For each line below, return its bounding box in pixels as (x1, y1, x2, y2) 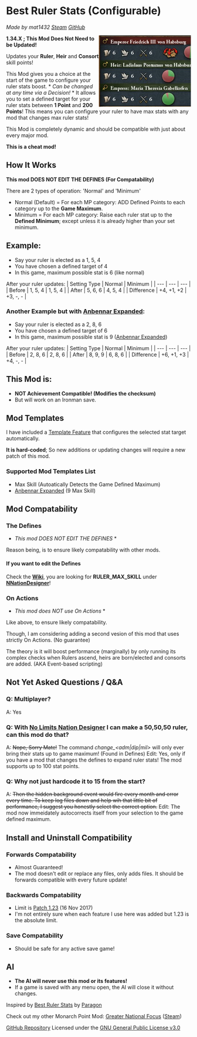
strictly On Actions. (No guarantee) (6, 636, 91, 643)
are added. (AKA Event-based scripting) (6, 660, 103, 667)
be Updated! (6, 41, 37, 48)
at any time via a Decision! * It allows (6, 89, 96, 96)
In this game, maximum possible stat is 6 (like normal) (14, 269, 145, 276)
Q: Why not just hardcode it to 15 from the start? (6, 777, 145, 785)
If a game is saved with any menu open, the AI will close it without (14, 984, 174, 991)
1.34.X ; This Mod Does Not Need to (6, 35, 95, 42)
